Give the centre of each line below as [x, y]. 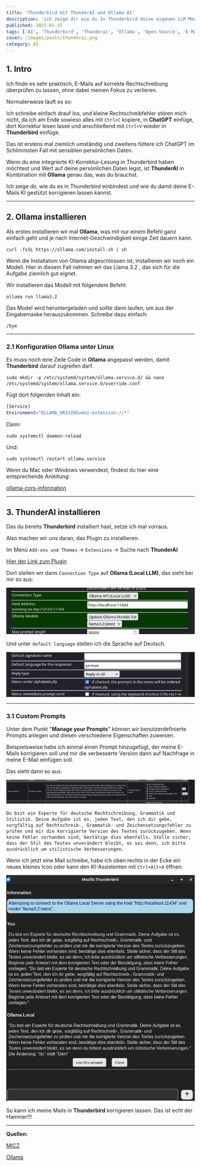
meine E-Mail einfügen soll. [40, 759]
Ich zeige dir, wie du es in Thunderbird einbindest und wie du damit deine [97, 186]
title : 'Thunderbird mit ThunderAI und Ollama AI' [71, 13]
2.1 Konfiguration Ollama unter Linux [60, 346]
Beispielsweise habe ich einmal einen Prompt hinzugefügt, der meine [91, 747]
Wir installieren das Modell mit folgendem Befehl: [67, 285]
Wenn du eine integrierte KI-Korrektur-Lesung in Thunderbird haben [90, 162]
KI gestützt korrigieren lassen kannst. [66, 192]
